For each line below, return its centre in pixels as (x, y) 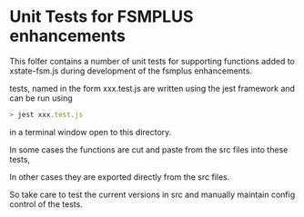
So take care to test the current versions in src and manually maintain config (152, 194)
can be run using (41, 98)
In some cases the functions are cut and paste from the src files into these (149, 149)
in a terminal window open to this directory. (91, 132)
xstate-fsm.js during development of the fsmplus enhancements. (131, 71)
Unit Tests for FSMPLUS (101, 17)
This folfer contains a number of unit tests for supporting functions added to (152, 61)
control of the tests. (46, 204)
